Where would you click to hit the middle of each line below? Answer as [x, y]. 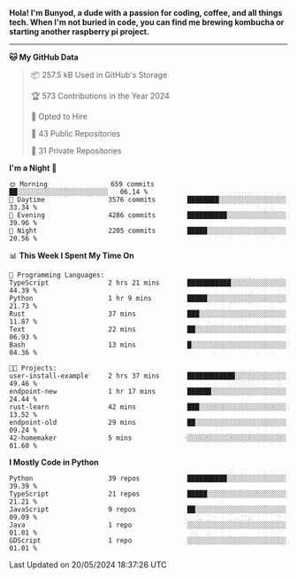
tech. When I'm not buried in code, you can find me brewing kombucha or [147, 22]
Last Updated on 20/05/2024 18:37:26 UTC [88, 565]
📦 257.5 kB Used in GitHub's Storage [99, 75]
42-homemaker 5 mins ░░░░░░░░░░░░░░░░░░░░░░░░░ [148, 438]
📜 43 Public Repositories [76, 133]
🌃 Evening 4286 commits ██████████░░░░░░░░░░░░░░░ [148, 215]
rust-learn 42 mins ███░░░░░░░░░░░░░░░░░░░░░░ [148, 407]
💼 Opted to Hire [59, 116]
